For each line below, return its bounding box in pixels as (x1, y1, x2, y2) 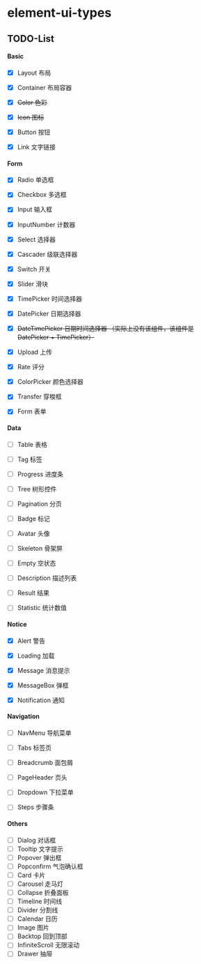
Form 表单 (17, 407, 47, 416)
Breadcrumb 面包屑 (17, 759, 74, 767)
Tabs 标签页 (17, 743, 52, 752)
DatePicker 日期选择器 (17, 309, 81, 318)
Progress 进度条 (17, 470, 64, 478)
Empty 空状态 (17, 559, 56, 568)
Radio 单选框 (17, 176, 54, 184)
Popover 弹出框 (17, 853, 62, 861)
